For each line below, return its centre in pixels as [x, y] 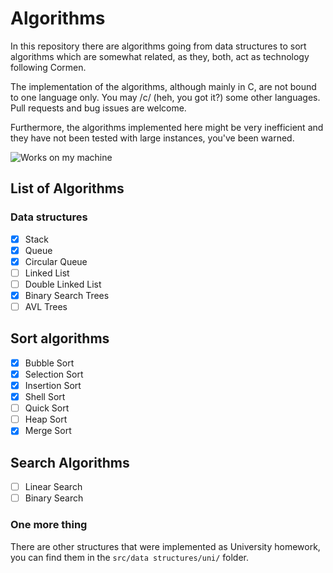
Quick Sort [47, 408]
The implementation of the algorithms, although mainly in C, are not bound [163, 86]
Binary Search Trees [67, 295]
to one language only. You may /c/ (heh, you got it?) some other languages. [165, 97]
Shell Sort [45, 397]
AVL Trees [46, 306]
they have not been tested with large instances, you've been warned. [152, 138]
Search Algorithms [70, 462]
